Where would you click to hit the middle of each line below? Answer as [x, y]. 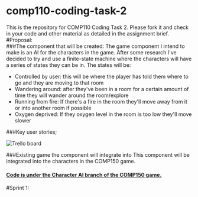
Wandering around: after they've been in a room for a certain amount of [102, 89]
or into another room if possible [53, 108]
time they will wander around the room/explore [72, 95]
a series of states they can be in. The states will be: [69, 65]
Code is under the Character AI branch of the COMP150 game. [84, 175]
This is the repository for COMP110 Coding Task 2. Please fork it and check [98, 27]
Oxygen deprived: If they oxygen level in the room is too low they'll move [103, 114]
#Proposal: [19, 40]
